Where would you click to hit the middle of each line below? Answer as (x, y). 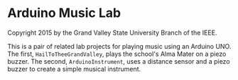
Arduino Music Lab (64, 13)
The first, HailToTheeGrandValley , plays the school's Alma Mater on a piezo (117, 54)
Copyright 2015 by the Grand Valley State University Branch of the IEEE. (112, 33)
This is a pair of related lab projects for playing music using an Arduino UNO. (119, 46)
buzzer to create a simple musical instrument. (74, 69)
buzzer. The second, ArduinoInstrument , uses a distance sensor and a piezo (119, 61)
